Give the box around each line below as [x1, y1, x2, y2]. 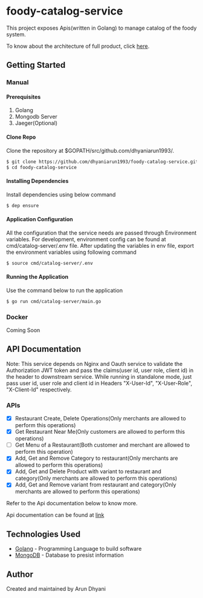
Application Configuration [6, 216, 74, 223]
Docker [6, 313, 28, 321]
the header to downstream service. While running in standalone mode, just [6, 373, 192, 380]
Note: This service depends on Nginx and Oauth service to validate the [6, 360, 183, 367]
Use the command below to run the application [6, 287, 123, 294]
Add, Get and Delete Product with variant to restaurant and [14, 468, 161, 475]
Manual [6, 78, 29, 87]
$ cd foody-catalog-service [6, 164, 77, 170]
